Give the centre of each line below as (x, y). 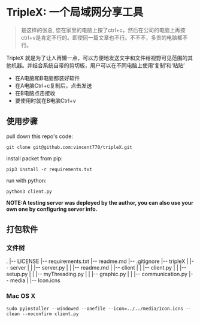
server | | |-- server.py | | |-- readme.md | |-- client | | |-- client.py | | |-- (98, 268)
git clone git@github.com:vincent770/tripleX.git (69, 147)
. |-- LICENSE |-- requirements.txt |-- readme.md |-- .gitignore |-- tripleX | (97, 261)
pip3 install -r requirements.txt (49, 169)
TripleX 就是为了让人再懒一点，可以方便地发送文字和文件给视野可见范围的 (97, 58)
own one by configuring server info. (52, 209)
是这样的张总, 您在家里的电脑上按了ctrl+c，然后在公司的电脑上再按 (103, 30)
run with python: (26, 180)
